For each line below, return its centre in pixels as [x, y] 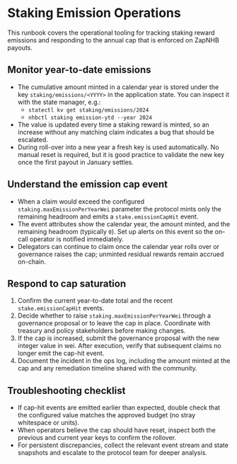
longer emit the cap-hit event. [61, 353]
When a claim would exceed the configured [81, 201]
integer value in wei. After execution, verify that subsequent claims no [119, 346]
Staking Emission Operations [94, 13]
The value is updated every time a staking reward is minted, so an [114, 124]
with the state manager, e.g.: [59, 102]
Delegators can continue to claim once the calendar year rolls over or [118, 246]
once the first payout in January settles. [76, 162]
